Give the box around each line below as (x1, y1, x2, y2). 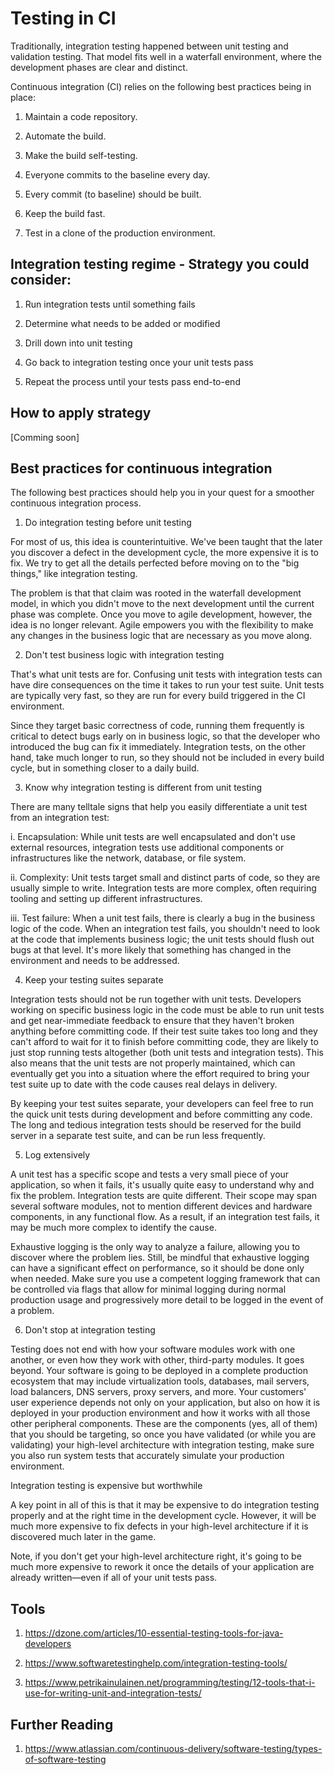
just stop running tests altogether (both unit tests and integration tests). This (10, 1047, 324, 1059)
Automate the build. (24, 130, 107, 142)
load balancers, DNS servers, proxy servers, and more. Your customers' (10, 1386, 307, 1398)
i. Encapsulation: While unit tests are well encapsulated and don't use (10, 831, 296, 843)
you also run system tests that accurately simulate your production (10, 1450, 285, 1462)
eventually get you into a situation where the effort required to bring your (10, 1068, 310, 1080)
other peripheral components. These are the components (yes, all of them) (10, 1418, 318, 1430)
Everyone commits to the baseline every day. (24, 168, 211, 181)
